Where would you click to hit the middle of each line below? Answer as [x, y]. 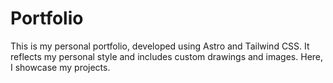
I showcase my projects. [60, 67]
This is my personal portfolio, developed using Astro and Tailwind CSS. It [160, 46]
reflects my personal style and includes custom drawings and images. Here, [167, 56]
